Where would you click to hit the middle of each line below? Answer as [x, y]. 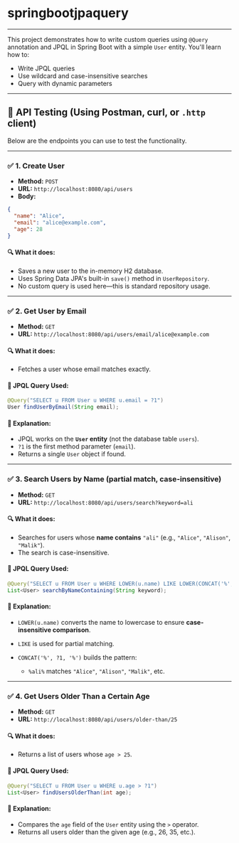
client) [22, 123]
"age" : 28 [28, 229]
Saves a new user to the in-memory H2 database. [90, 271]
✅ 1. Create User [36, 166]
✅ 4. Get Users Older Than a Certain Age [79, 696]
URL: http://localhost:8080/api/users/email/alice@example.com [113, 334]
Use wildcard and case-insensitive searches [83, 75]
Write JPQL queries [46, 68]
